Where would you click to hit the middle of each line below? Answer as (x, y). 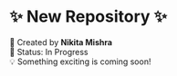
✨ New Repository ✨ (88, 17)
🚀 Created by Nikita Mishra (61, 42)
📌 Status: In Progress (49, 52)
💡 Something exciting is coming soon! (80, 62)
